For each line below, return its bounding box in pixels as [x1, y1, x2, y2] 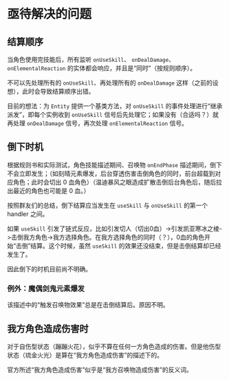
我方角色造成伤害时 [7, 323, 89, 335]
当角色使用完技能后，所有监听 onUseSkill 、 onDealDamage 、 [7, 56, 175, 63]
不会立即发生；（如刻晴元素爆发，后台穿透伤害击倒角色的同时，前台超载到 [7, 169, 215, 178]
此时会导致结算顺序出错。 [21, 87, 95, 95]
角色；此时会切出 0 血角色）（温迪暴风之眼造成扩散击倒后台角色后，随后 [12, 178, 217, 186]
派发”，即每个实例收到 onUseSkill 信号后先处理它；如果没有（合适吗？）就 [7, 111, 219, 118]
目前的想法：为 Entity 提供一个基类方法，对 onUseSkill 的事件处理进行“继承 [7, 102, 223, 110]
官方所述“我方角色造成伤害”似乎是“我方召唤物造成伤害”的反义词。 [7, 366, 193, 374]
